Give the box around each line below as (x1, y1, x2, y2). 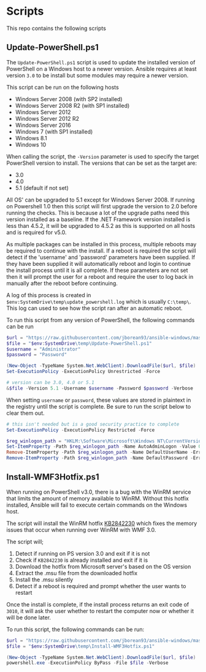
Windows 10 (15, 141, 47, 148)
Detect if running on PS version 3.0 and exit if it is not (15, 549, 150, 557)
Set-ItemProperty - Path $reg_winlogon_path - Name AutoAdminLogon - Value (6, 444, 196, 450)
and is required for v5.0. (6, 228, 67, 236)
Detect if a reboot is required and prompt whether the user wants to (15, 582, 186, 589)
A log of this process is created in (6, 291, 91, 298)
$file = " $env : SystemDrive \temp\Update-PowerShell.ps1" (6, 340, 152, 347)
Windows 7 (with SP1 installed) (15, 127, 93, 135)
